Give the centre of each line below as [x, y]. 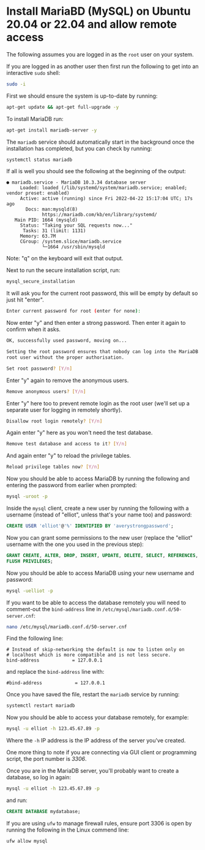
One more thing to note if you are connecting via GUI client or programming [102, 752]
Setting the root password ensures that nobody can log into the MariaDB [102, 352]
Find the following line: [35, 638]
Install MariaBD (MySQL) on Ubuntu [99, 11]
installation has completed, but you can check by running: [79, 148]
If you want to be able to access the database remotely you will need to [96, 602]
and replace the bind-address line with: [55, 672]
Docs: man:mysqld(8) [52, 209]
